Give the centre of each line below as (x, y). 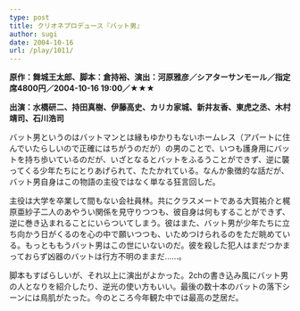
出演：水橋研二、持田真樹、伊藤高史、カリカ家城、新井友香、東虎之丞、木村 (150, 107)
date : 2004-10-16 (42, 42)
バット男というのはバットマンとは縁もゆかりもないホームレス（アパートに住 (150, 137)
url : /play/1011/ (42, 51)
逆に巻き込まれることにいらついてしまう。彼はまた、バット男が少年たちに (146, 223)
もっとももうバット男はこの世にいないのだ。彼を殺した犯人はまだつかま (158, 245)
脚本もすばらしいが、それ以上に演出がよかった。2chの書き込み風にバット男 (149, 275)
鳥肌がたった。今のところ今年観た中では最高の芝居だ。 (142, 298)
